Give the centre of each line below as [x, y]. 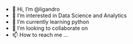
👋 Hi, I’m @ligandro [36, 9]
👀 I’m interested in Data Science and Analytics [69, 15]
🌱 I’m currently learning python [50, 22]
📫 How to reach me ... [40, 35]
